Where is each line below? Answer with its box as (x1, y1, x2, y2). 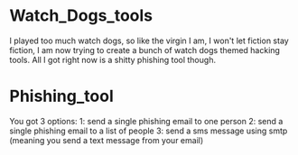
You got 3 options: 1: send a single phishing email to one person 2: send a (9, 115, 284, 126)
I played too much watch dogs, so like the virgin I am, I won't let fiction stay (9, 35, 289, 46)
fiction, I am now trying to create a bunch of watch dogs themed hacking (9, 44, 280, 55)
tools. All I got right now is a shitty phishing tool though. (9, 54, 217, 65)
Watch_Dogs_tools (9, 5, 154, 26)
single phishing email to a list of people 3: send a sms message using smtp (9, 125, 288, 136)
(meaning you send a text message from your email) (9, 134, 204, 145)
